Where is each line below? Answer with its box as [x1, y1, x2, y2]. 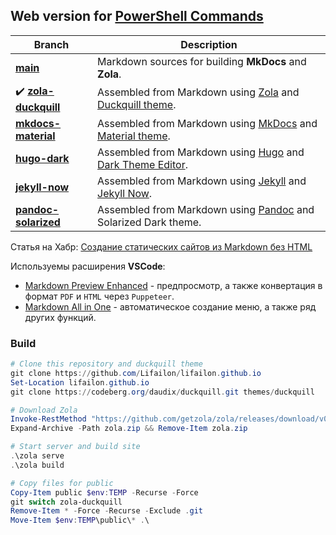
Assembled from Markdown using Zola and [97, 85, 300, 99]
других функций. [24, 311, 97, 323]
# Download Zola [10, 405, 78, 415]
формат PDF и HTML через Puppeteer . [24, 290, 175, 302]
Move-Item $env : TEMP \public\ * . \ [10, 515, 150, 526]
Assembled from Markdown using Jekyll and [97, 174, 307, 188]
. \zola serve [10, 451, 65, 461]
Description [180, 37, 238, 51]
